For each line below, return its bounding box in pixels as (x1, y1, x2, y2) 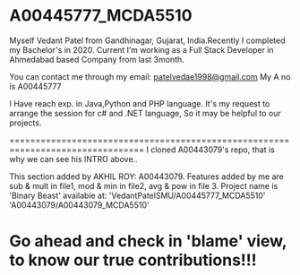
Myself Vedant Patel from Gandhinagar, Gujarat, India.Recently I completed (9, 35, 286, 46)
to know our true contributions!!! (9, 250, 257, 271)
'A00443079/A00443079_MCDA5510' (9, 199, 150, 211)
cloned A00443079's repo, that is (150, 144, 275, 155)
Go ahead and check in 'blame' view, (9, 231, 287, 252)
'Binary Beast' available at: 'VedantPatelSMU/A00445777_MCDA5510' (9, 190, 266, 201)
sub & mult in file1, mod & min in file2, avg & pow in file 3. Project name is (9, 180, 279, 191)
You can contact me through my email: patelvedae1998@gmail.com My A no (9, 71, 291, 82)
